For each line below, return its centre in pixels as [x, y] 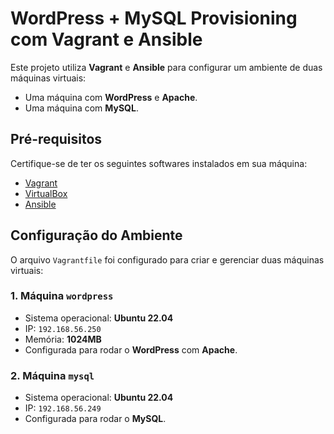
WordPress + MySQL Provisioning [154, 18]
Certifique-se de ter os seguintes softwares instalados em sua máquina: [159, 163]
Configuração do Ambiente [96, 235]
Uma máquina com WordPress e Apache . [111, 97]
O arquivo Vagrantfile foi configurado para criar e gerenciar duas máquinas [167, 259]
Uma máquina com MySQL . [81, 108]
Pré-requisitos [56, 139]
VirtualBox [46, 193]
